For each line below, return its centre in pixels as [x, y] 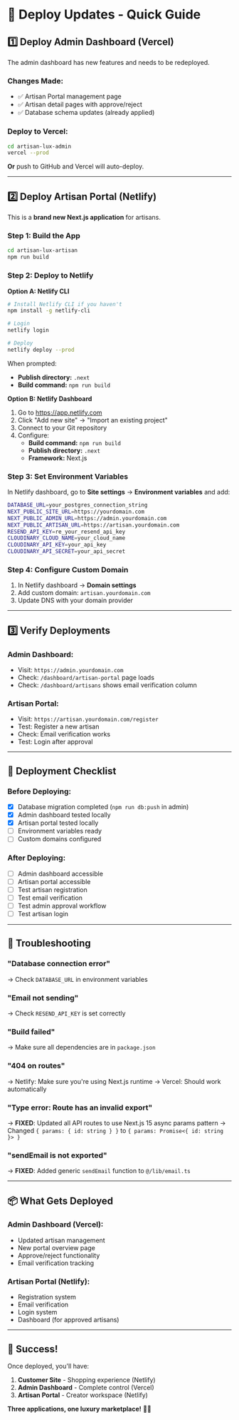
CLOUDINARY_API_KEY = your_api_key [57, 545]
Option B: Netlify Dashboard [50, 398]
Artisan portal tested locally [58, 823]
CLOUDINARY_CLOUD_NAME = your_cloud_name [67, 538]
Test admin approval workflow [62, 906]
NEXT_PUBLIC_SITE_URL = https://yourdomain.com [76, 512]
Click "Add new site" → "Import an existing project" [93, 420]
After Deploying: [37, 858]
